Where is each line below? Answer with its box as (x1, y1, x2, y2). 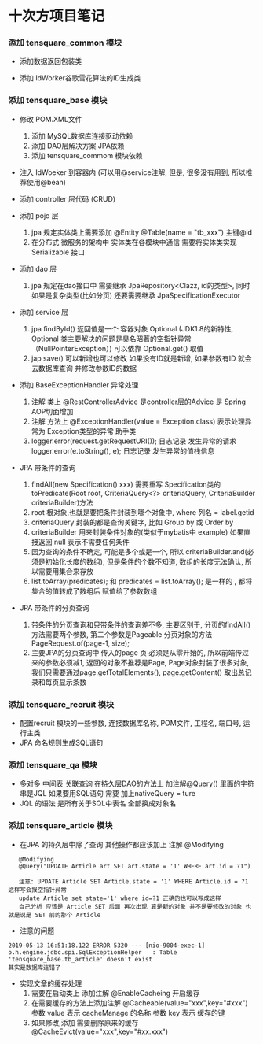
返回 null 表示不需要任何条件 (38, 537, 130, 546)
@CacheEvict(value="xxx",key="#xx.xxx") (31, 1027, 169, 1036)
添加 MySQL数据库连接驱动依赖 (31, 131, 133, 140)
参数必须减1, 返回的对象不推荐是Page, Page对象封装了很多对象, (45, 657, 250, 667)
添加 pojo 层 (19, 210, 59, 220)
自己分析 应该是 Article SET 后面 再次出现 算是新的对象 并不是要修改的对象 (18, 902, 243, 910)
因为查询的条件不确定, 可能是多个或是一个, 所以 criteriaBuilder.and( (31, 546, 247, 556)
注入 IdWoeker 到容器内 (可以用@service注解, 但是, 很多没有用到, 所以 (19, 167, 246, 177)
